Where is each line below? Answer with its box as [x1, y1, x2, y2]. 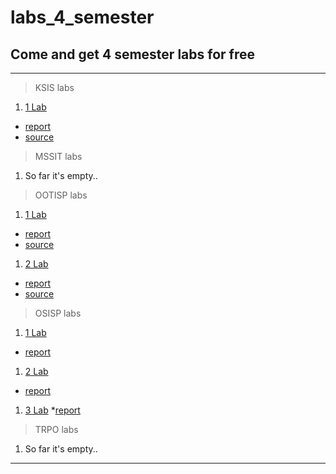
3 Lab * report [24, 404, 81, 416]
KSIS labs [34, 82, 75, 93]
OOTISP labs [34, 189, 88, 201]
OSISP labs [34, 307, 82, 319]
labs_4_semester [10, 6, 155, 29]
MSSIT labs [34, 151, 83, 162]
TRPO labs [34, 424, 79, 435]
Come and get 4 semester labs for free [10, 46, 255, 63]
